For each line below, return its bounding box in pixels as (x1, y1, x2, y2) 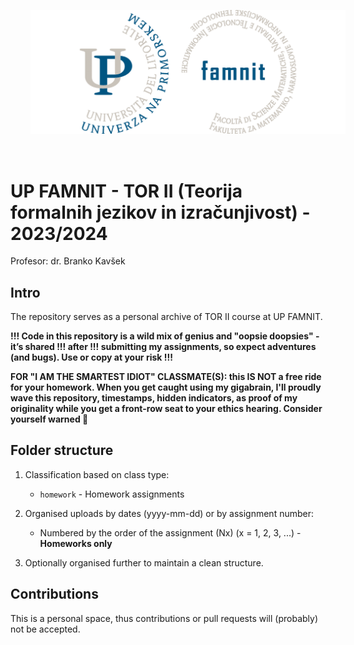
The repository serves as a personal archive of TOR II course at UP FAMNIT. (10, 311, 323, 323)
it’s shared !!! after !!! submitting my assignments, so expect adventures (10, 341, 317, 353)
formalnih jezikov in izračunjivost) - (10, 201, 311, 224)
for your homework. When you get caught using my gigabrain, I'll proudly (10, 381, 322, 394)
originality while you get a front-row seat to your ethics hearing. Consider (10, 403, 323, 415)
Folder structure (10, 442, 114, 459)
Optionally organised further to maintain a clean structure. (24, 556, 264, 569)
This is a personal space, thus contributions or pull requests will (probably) (10, 612, 319, 624)
